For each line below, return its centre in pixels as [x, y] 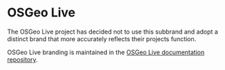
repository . [22, 59]
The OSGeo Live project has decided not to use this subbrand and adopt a [113, 32]
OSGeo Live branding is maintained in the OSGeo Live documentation [106, 52]
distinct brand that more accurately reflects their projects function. [102, 38]
